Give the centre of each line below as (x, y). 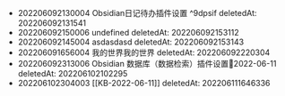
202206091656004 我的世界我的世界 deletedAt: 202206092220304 (144, 52)
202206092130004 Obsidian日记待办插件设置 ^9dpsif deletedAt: (137, 13)
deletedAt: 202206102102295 (73, 73)
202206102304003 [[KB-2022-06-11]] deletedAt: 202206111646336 (144, 83)
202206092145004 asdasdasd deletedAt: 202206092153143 (131, 42)
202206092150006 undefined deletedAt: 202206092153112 (128, 32)
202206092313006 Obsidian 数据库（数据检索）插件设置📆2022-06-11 (147, 64)
